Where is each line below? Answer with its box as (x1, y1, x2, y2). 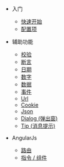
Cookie (20, 101, 39, 108)
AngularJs (11, 134, 37, 141)
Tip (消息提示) (20, 122, 56, 129)
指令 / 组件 (20, 154, 47, 161)
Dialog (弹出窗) (20, 115, 58, 122)
